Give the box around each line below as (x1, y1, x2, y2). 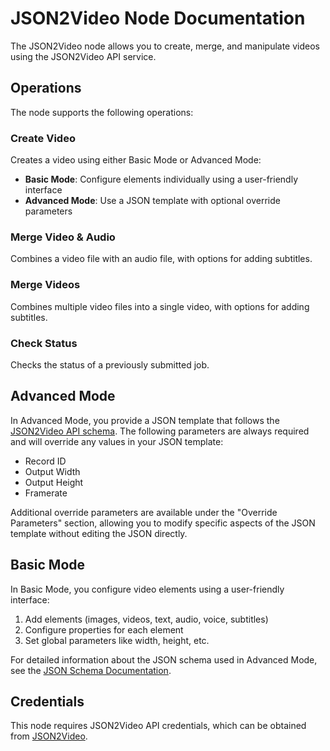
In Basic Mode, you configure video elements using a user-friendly (10, 583, 285, 595)
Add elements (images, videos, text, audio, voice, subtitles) (24, 613, 269, 625)
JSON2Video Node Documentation (10, 7, 306, 30)
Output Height (24, 476, 84, 488)
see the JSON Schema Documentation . (10, 664, 172, 676)
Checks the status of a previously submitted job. (10, 358, 210, 371)
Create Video (10, 131, 76, 145)
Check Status (10, 336, 78, 350)
